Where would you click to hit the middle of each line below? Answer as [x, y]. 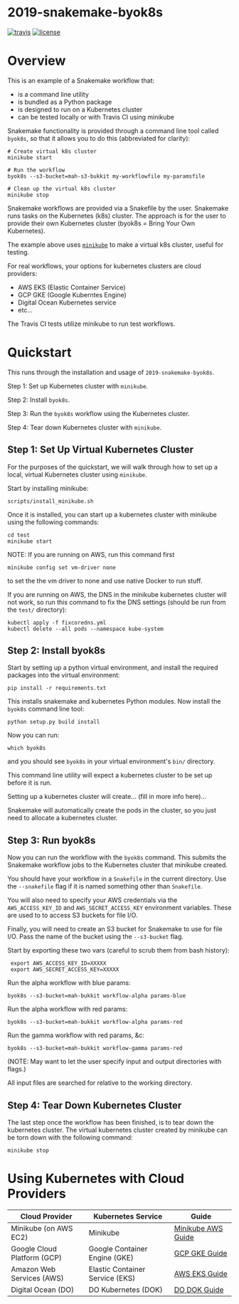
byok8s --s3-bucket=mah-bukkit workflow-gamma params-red [95, 1049]
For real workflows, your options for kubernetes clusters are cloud [104, 266]
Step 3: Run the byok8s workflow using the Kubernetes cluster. [99, 413]
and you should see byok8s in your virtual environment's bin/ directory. [111, 761]
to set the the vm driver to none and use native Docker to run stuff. [105, 581]
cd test [19, 535]
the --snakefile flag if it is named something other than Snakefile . [105, 886]
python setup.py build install [54, 722]
